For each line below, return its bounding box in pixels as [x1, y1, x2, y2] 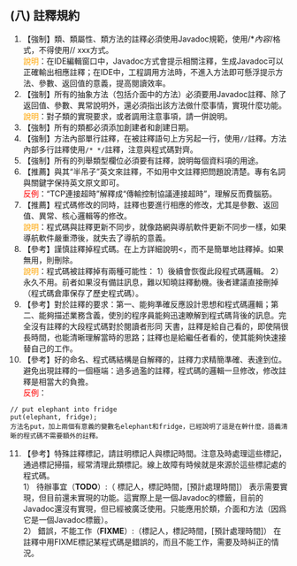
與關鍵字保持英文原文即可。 [22, 177, 125, 187]
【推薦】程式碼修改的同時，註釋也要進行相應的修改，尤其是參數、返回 [22, 199, 279, 210]
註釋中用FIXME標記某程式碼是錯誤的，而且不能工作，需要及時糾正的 [22, 536, 272, 547]
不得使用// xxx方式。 [38, 44, 114, 55]
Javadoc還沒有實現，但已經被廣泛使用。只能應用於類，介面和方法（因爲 [22, 503, 287, 514]
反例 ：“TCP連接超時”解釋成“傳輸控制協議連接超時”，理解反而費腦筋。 [22, 188, 278, 199]
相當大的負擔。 [38, 376, 94, 386]
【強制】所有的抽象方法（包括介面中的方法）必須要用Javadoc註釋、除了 [22, 88, 287, 99]
